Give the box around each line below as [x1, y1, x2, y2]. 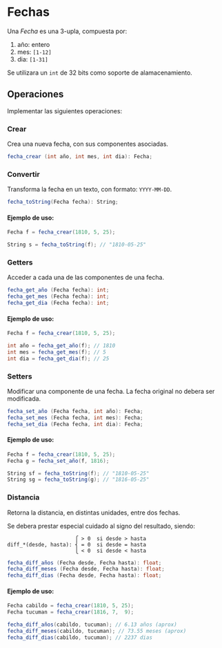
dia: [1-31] [17, 55, 48, 63]
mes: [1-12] [17, 48, 52, 56]
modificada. [7, 394, 41, 403]
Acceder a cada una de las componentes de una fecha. [7, 274, 164, 282]
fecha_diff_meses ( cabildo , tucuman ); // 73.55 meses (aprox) [7, 628, 187, 635]
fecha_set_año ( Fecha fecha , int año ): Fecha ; [7, 408, 143, 414]
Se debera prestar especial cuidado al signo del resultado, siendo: [7, 522, 195, 530]
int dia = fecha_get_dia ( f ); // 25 [7, 355, 110, 362]
